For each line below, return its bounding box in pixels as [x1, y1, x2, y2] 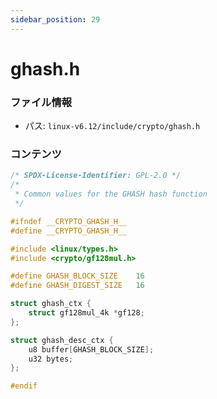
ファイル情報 [10, 95, 73, 109]
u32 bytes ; [28, 354, 74, 364]
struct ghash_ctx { [10, 299, 92, 309]
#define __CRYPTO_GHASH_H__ [10, 226, 128, 236]
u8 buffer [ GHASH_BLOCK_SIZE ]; [28, 344, 155, 355]
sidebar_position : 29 [10, 14, 101, 25]
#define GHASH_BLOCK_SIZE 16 [10, 271, 145, 281]
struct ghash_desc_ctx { [10, 335, 114, 345]
